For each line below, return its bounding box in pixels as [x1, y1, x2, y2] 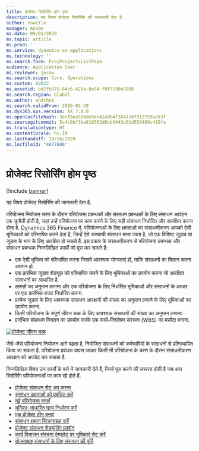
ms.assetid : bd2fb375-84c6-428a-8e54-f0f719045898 [6, 86, 134, 92]
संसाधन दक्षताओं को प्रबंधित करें [14, 390, 74, 397]
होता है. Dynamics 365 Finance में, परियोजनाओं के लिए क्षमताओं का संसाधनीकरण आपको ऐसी [6, 224, 192, 231]
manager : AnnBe [6, 25, 44, 32]
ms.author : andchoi [6, 97, 55, 103]
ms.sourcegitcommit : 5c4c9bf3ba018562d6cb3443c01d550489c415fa [6, 120, 166, 126]
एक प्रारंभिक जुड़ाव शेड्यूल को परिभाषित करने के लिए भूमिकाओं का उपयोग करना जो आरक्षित [14, 269, 184, 277]
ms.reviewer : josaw [6, 70, 55, 76]
